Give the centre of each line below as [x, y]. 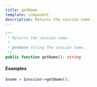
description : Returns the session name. [49, 19]
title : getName [21, 10]
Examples [16, 69]
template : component [27, 15]
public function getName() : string [43, 57]
